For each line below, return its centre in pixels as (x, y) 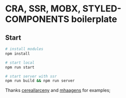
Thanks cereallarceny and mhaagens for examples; (58, 91)
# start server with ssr (31, 76)
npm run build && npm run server (40, 81)
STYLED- (102, 9)
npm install (17, 53)
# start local (20, 63)
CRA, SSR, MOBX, (43, 9)
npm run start (20, 67)
